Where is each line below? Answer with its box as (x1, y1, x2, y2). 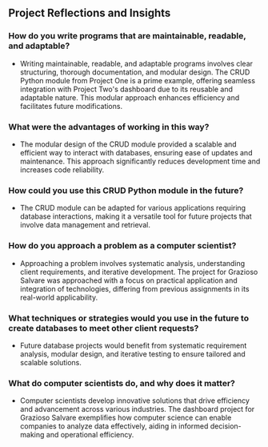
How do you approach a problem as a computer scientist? (8, 240, 237, 252)
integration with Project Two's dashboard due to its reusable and (19, 84, 234, 94)
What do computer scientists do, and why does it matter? (8, 377, 236, 389)
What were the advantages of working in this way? (8, 121, 210, 132)
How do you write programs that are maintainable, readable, (8, 30, 246, 42)
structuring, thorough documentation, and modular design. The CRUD (19, 67, 250, 77)
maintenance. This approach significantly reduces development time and (19, 156, 261, 166)
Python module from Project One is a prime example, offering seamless (19, 75, 256, 85)
